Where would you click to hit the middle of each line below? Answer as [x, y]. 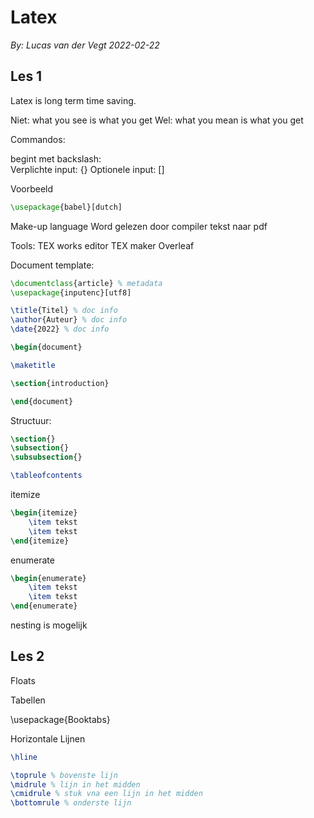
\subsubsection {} [46, 457]
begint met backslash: [56, 158]
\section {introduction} [60, 383]
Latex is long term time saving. [73, 100]
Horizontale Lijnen [48, 738]
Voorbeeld [32, 188]
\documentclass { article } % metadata [86, 283]
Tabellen [28, 700]
